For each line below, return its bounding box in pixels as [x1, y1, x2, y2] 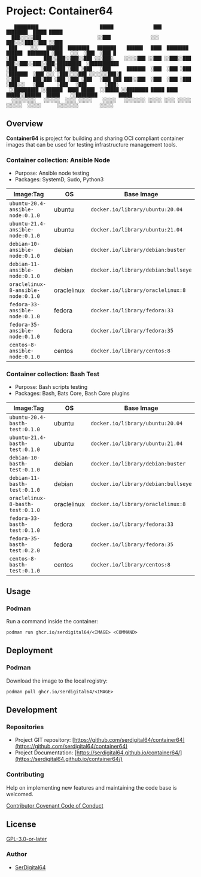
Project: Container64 [6, 4, 114, 18]
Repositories [6, 723, 44, 731]
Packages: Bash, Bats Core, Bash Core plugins [14, 390, 130, 397]
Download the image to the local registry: [6, 677, 108, 684]
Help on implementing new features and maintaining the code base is [6, 784, 177, 791]
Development [6, 705, 58, 715]
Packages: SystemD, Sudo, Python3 [14, 176, 104, 183]
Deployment [6, 645, 53, 656]
